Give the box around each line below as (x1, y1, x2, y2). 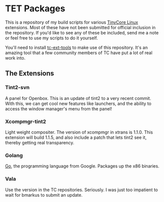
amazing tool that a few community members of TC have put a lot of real (5, 50, 153, 56)
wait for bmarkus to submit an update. (5, 192, 83, 198)
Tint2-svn (5, 84, 30, 91)
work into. (5, 55, 26, 61)
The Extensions (5, 69, 54, 78)
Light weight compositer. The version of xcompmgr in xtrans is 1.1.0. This (5, 129, 153, 135)
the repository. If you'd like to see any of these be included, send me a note (5, 30, 159, 35)
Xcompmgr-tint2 (5, 118, 46, 125)
